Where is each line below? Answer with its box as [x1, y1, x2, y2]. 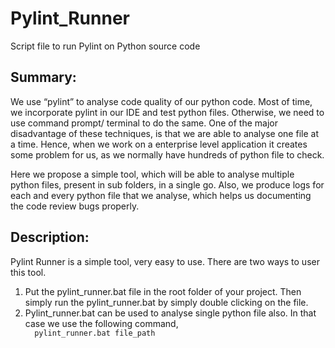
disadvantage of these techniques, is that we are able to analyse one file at [10, 127, 319, 139]
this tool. [10, 266, 47, 278]
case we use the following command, [24, 317, 179, 329]
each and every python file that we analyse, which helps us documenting [10, 189, 312, 201]
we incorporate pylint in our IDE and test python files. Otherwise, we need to [10, 106, 325, 118]
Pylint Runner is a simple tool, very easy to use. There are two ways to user [10, 255, 320, 267]
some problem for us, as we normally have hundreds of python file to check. [10, 148, 325, 161]
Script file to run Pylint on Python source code [10, 40, 201, 52]
